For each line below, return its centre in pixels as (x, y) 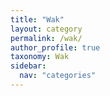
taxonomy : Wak (40, 57)
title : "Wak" (37, 19)
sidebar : (28, 66)
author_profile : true (55, 47)
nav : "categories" (58, 76)
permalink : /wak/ (46, 38)
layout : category (46, 29)
